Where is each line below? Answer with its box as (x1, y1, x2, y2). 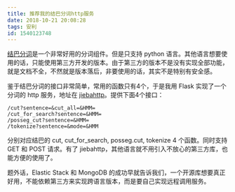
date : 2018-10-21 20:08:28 (7, 17, 86, 24)
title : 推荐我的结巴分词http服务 (7, 10, 95, 17)
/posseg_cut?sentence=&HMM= (7, 117, 90, 124)
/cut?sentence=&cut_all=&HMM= (7, 105, 96, 112)
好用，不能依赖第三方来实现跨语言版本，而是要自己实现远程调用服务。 (7, 177, 210, 186)
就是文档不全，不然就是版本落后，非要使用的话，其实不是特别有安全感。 (7, 67, 216, 75)
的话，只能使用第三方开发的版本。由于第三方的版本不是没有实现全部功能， (13, 59, 229, 67)
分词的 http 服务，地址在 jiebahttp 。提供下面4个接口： (7, 91, 164, 99)
